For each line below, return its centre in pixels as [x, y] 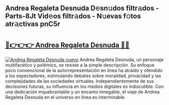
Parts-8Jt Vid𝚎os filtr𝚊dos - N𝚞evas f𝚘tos [73, 16]
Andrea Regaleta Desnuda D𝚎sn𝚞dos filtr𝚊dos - [82, 8]
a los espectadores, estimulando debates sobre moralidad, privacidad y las [83, 76]
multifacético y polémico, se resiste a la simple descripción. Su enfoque [80, 65]
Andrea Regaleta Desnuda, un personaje [122, 60]
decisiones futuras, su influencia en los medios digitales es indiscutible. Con [84, 86]
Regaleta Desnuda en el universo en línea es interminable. [66, 97]
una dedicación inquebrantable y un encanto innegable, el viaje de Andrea [82, 92]
